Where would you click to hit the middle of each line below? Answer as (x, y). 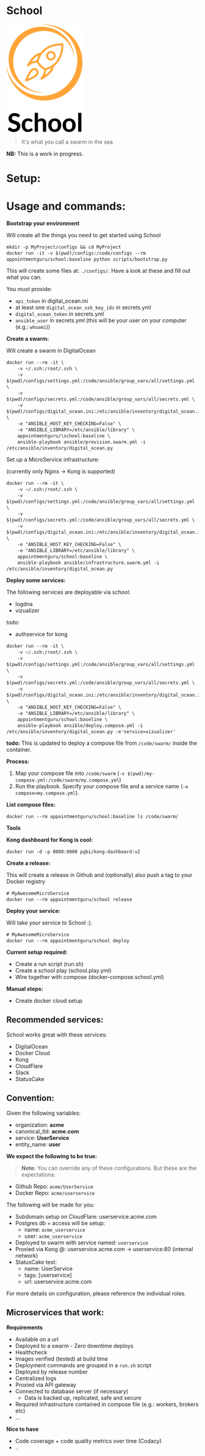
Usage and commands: (66, 206)
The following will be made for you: (50, 1205)
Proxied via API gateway (45, 1384)
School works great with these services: (57, 1035)
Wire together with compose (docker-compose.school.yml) (90, 977)
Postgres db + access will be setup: (60, 1223)
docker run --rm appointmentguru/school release (69, 900)
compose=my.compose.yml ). (47, 793)
